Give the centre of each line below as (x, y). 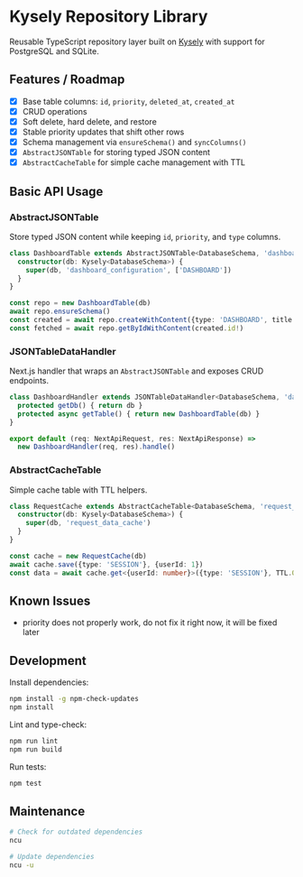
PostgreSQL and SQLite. (54, 51)
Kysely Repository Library (109, 17)
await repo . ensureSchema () (60, 312)
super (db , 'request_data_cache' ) (88, 523)
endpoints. (29, 381)
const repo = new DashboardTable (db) (80, 303)
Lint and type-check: (48, 725)
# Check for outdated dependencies (76, 832)
